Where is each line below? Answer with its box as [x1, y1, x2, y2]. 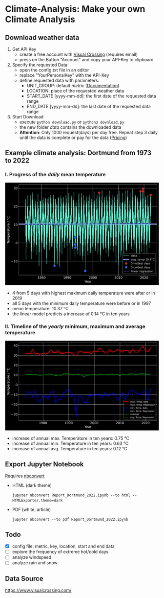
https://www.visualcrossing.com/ [5, 587, 72, 593]
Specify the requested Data [12, 62, 68, 68]
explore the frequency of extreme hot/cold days [12, 549, 109, 555]
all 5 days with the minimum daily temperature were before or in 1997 [12, 300, 151, 306]
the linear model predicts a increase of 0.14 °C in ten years [12, 311, 130, 317]
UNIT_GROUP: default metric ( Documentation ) [26, 83, 120, 89]
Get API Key [12, 46, 37, 52]
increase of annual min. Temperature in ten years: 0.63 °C [12, 440, 129, 446]
